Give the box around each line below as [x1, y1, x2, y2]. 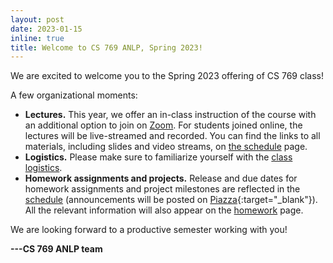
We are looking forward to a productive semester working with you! [10, 224, 288, 236]
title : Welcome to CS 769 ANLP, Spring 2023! [10, 42, 203, 53]
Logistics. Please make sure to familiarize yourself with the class [24, 151, 293, 163]
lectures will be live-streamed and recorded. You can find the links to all [24, 130, 321, 142]
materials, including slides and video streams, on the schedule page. [24, 141, 308, 153]
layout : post [10, 14, 65, 25]
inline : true [10, 33, 65, 43]
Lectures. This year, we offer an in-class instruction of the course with [24, 109, 317, 121]
